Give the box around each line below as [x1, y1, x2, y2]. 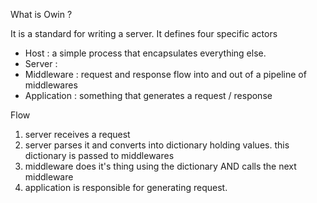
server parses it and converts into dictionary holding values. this [24, 139, 290, 151]
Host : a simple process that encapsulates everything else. [24, 47, 267, 59]
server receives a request [24, 129, 131, 140]
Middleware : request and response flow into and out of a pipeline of [24, 69, 307, 80]
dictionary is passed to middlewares [24, 150, 175, 161]
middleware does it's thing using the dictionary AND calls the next [24, 160, 297, 172]
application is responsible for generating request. [24, 182, 228, 193]
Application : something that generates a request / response [24, 90, 273, 101]
